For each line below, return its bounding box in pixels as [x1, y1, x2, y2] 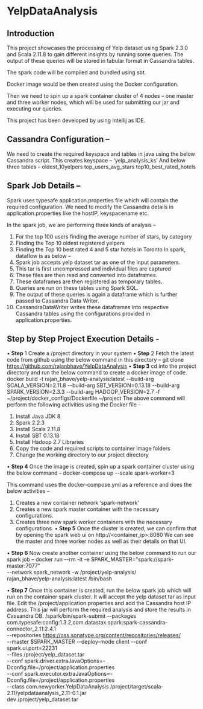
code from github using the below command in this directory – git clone [7, 356, 184, 364]
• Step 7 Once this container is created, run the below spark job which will [7, 587, 192, 594]
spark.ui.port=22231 [7, 644, 58, 652]
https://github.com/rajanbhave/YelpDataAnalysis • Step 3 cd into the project [7, 362, 196, 370]
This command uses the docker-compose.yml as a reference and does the [7, 481, 192, 489]
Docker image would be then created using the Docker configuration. [7, 80, 179, 88]
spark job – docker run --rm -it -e [7, 556, 90, 563]
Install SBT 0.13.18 [15, 432, 60, 439]
